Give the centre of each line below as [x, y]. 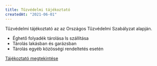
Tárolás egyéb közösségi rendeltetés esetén [58, 49]
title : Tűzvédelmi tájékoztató [38, 10]
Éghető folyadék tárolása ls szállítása [50, 38]
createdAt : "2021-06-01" [31, 14]
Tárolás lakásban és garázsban [44, 43]
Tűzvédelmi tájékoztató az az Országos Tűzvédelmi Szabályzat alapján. [79, 28]
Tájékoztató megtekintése [32, 58]
